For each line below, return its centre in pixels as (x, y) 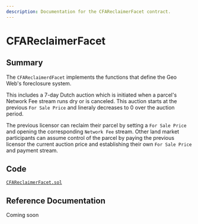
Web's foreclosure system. (39, 83)
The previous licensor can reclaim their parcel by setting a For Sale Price (96, 125)
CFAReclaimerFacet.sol (34, 183)
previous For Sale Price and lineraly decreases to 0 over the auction (90, 107)
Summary (25, 63)
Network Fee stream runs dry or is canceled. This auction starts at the (92, 101)
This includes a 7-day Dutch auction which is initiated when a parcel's (92, 95)
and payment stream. (32, 150)
